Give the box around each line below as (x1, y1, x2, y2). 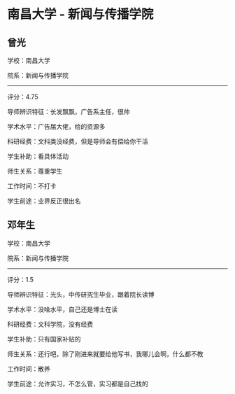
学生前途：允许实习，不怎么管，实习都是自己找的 (7, 379, 148, 388)
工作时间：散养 (7, 365, 50, 373)
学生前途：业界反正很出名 (7, 197, 81, 205)
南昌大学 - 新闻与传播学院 (7, 6, 154, 22)
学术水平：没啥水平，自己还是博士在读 (7, 305, 117, 314)
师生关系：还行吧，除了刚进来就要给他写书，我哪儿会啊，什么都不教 (7, 349, 204, 358)
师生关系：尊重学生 (7, 167, 63, 175)
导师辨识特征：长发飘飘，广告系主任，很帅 (7, 108, 130, 115)
